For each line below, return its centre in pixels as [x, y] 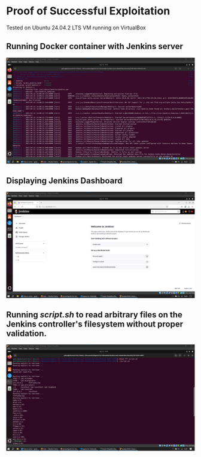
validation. [26, 333]
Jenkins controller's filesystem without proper [95, 324]
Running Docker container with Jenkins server [95, 46]
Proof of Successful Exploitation [88, 11]
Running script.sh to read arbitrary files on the [94, 315]
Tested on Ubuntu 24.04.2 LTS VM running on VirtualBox [76, 28]
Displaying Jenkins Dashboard [64, 181]
